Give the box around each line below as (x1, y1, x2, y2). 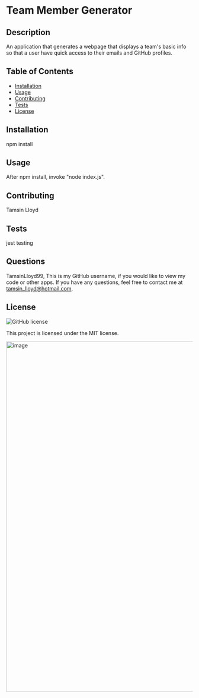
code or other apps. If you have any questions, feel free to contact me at (6, 279, 183, 286)
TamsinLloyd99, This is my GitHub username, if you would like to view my (6, 272, 185, 279)
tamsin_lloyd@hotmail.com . (6, 285, 73, 292)
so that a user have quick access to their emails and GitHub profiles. (6, 49, 173, 56)
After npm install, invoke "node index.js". (6, 173, 105, 181)
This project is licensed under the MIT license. (6, 329, 119, 336)
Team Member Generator (6, 4, 133, 17)
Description (6, 27, 50, 37)
